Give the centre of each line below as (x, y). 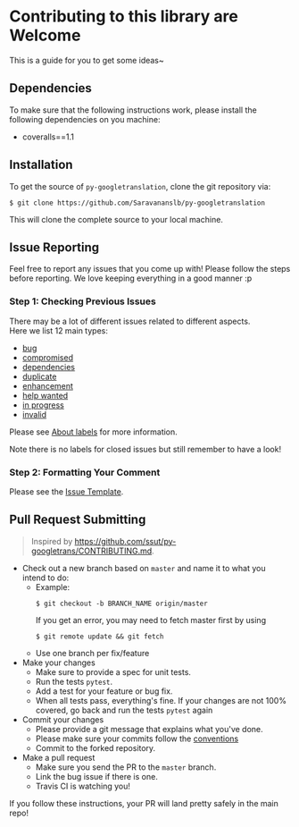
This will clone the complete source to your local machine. (116, 219)
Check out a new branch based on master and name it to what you (144, 568)
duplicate (39, 376)
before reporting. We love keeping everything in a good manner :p (131, 278)
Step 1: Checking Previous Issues (83, 301)
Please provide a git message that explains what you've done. (149, 729)
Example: (52, 586)
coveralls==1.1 (48, 137)
